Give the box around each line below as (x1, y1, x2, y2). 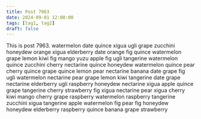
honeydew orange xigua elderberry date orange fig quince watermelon (6, 49, 182, 56)
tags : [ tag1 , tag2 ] (6, 20, 55, 26)
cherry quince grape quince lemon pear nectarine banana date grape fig (6, 67, 185, 75)
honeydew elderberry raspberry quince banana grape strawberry (6, 106, 168, 113)
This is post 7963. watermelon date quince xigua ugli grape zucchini (6, 42, 175, 49)
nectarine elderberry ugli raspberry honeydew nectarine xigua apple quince (6, 81, 194, 88)
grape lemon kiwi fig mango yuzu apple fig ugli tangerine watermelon (6, 55, 178, 62)
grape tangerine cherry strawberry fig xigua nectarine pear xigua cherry (6, 87, 185, 94)
